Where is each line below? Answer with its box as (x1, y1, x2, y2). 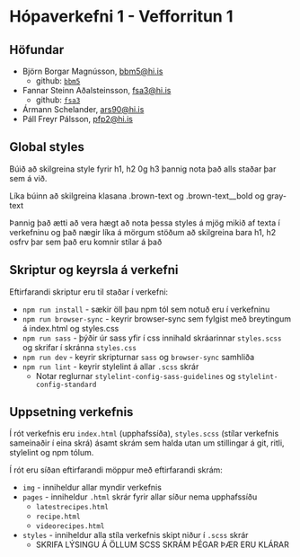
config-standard (35, 380, 97, 389)
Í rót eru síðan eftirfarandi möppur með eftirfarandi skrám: (9, 464, 223, 475)
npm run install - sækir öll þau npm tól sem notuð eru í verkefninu (22, 304, 270, 314)
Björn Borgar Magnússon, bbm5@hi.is (22, 66, 163, 76)
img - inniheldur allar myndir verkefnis (22, 482, 162, 493)
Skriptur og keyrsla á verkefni (9, 262, 179, 278)
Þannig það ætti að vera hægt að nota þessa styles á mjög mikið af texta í (9, 217, 280, 228)
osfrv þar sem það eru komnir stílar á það (9, 236, 163, 247)
